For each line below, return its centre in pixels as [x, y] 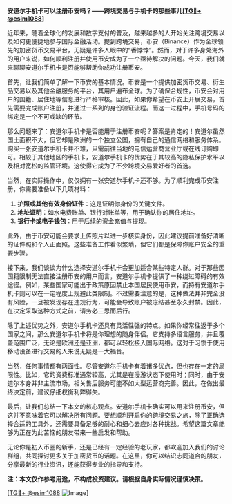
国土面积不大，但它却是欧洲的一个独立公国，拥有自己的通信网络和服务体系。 [116, 140]
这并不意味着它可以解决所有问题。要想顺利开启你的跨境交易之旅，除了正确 [113, 415]
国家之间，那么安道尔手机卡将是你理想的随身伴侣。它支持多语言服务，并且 [113, 334]
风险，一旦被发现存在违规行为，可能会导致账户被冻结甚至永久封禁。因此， [119, 302]
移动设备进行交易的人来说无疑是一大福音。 [68, 351]
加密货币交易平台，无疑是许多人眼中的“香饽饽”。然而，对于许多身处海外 [122, 50]
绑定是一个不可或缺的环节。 [47, 116]
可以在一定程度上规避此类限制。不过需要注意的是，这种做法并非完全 [122, 293]
